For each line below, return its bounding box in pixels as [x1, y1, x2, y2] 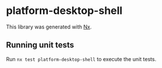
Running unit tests [6, 40, 74, 50]
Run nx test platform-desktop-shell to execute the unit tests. [6, 55, 157, 62]
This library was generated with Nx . [6, 23, 92, 30]
